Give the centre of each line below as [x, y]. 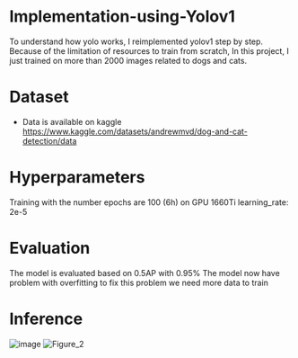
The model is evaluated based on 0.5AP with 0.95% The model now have [145, 273]
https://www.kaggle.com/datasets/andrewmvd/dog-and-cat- [135, 131]
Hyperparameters [77, 178]
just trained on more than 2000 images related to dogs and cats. [128, 60]
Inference [46, 319]
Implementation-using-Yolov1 [123, 17]
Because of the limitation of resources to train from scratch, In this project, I [149, 50]
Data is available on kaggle [72, 121]
